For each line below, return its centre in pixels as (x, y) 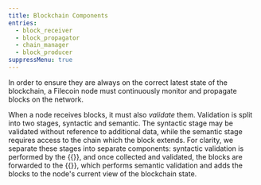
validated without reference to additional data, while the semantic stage (125, 131)
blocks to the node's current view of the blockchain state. (103, 173)
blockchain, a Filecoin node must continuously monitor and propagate (123, 91)
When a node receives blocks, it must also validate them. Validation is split (130, 114)
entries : (23, 23)
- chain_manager (42, 45)
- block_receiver (44, 30)
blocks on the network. (46, 99)
